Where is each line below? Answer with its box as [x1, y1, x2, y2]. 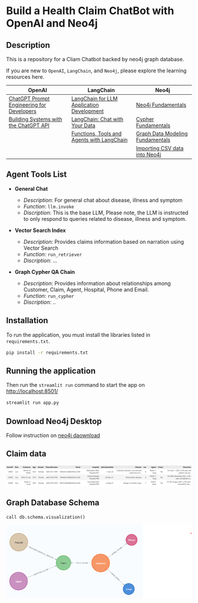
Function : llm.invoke [23, 203, 75, 210]
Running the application [6, 366, 96, 376]
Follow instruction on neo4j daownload [6, 432, 100, 439]
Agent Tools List [6, 170, 67, 180]
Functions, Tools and [71, 130, 122, 137]
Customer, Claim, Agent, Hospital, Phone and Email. [23, 286, 149, 293]
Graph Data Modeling [136, 130, 188, 137]
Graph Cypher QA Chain [14, 268, 75, 275]
